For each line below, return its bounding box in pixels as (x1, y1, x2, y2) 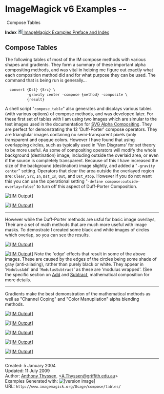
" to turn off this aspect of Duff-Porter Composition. (33, 183, 138, 189)
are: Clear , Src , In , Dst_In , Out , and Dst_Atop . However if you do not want (5, 173, 152, 179)
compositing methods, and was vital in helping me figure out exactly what (5, 67, 153, 73)
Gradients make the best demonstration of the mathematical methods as (5, 290, 151, 296)
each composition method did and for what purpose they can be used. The (5, 72, 156, 78)
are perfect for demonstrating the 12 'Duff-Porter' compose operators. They (5, 126, 158, 132)
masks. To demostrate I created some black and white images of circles (5, 227, 150, 232)
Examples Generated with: (5, 378, 58, 384)
